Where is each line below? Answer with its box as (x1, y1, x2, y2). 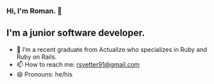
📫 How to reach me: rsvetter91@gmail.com (16, 60, 140, 68)
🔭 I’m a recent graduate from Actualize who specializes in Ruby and (16, 45, 207, 53)
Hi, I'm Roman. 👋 (6, 6, 62, 16)
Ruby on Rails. (16, 53, 57, 61)
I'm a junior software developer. (6, 27, 145, 39)
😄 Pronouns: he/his (16, 70, 73, 78)
